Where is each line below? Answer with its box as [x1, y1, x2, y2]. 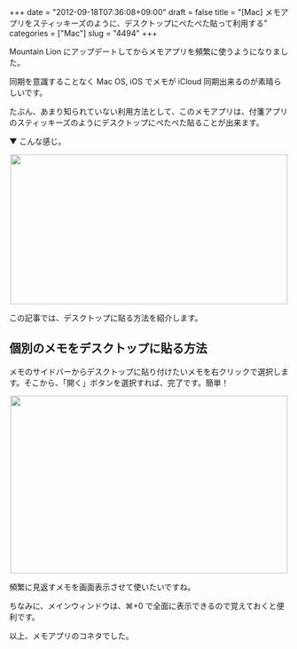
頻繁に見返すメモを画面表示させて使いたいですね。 [9, 582, 196, 592]
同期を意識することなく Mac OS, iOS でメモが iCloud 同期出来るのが [9, 76, 259, 86]
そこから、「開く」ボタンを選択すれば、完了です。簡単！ [23, 377, 230, 388]
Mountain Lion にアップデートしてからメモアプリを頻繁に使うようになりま [9, 46, 281, 57]
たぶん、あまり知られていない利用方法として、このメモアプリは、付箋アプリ [9, 107, 288, 116]
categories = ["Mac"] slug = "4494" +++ [9, 28, 158, 38]
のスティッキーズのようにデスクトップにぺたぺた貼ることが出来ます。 [9, 117, 264, 128]
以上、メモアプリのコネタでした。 [9, 630, 134, 641]
